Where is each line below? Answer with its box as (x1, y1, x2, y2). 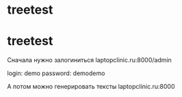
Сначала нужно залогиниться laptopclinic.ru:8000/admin (7, 56, 172, 64)
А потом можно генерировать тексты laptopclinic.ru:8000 (7, 83, 175, 91)
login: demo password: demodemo (7, 69, 105, 77)
